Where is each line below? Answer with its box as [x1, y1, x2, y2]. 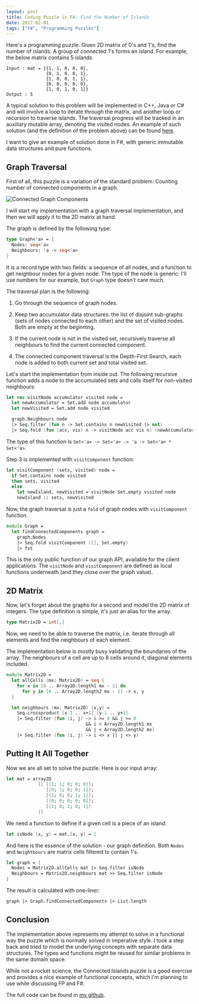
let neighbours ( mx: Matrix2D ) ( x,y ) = [11, 705, 110, 710]
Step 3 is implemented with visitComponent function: [6, 455, 134, 463]
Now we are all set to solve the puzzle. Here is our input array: [6, 764, 158, 772]
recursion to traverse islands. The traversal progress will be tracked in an [6, 114, 184, 122]
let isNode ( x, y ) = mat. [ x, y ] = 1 [6, 831, 97, 837]
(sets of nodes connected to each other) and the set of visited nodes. [14, 317, 185, 324]
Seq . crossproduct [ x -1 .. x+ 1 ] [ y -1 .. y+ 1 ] [17, 710, 129, 716]
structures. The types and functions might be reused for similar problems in [6, 949, 191, 957]
